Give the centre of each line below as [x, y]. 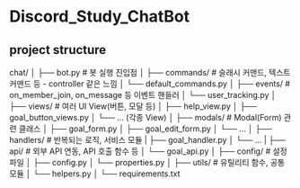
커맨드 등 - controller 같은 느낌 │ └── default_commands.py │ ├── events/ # [150, 84]
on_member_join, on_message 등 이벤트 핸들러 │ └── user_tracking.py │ [143, 95]
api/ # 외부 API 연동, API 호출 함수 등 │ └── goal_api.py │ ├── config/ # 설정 [148, 151]
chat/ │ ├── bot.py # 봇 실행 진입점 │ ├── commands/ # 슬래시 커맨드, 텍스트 [150, 72]
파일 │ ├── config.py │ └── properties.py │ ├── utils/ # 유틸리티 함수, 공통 [147, 162]
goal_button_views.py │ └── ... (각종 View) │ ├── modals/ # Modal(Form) [146, 117]
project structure [58, 50]
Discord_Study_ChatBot [100, 17]
